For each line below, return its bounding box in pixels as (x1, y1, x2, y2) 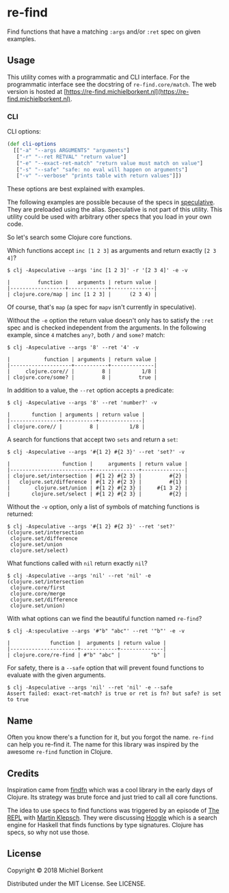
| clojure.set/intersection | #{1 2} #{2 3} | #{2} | (7, 473, 188, 480)
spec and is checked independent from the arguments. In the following (7, 323, 206, 332)
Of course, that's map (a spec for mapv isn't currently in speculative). (7, 303, 197, 311)
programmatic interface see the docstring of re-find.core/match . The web (7, 80, 217, 88)
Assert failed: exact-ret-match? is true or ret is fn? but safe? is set (7, 690, 222, 697)
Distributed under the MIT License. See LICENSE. (7, 879, 146, 888)
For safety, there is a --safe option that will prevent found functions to (7, 663, 204, 672)
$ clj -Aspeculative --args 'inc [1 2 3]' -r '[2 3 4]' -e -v (7, 267, 188, 274)
